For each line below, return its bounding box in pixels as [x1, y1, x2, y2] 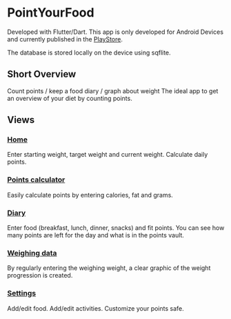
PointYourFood [7, 5, 94, 21]
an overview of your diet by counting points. [7, 94, 132, 102]
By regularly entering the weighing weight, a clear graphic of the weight [7, 264, 211, 272]
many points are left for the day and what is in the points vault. [7, 231, 185, 240]
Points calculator [7, 175, 66, 184]
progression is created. [7, 271, 73, 280]
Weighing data [7, 248, 57, 258]
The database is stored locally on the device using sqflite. [7, 48, 171, 57]
